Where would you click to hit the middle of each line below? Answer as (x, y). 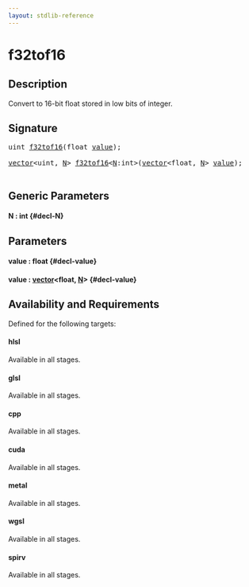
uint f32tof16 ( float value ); (65, 147)
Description (38, 84)
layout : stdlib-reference (51, 16)
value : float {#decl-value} (53, 261)
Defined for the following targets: (62, 324)
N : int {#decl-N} (36, 216)
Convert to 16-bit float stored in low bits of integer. (90, 103)
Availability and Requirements (84, 304)
